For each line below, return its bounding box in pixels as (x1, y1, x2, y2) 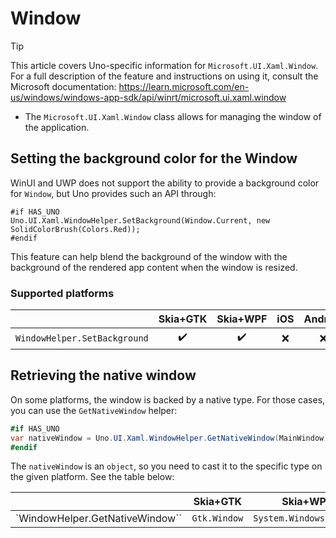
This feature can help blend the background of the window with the (10, 250, 288, 262)
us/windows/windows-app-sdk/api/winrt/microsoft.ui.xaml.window (10, 91, 287, 103)
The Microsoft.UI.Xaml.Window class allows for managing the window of (24, 110, 322, 122)
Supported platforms (10, 286, 115, 300)
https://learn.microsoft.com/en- (118, 80, 250, 92)
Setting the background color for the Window (10, 150, 298, 167)
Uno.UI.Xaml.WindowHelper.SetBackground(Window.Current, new (10, 215, 271, 226)
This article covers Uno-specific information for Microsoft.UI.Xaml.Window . (10, 59, 319, 71)
